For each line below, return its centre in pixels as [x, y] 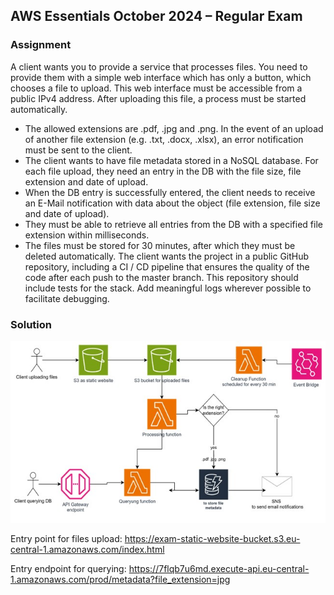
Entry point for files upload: [66, 538]
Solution [31, 324]
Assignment [41, 45]
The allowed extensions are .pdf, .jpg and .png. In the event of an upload [174, 128]
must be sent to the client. [78, 150]
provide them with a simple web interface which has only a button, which [161, 77]
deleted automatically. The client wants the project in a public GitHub [167, 256]
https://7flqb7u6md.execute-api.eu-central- [219, 568]
